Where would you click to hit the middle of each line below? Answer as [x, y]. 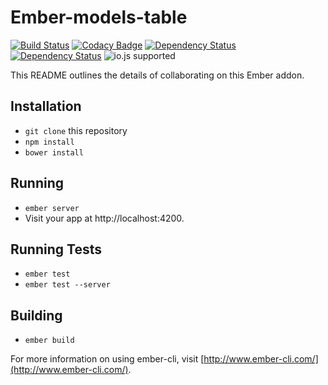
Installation [46, 106]
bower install [54, 152]
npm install [49, 142]
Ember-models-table [99, 17]
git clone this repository [76, 130]
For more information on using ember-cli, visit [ [107, 359]
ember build [49, 341]
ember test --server [67, 285]
